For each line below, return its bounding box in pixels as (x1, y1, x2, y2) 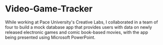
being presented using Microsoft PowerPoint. (5, 34, 96, 40)
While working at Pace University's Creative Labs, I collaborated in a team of (5, 19, 158, 25)
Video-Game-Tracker (5, 3, 93, 14)
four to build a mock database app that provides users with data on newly (5, 24, 152, 30)
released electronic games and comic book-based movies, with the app (5, 29, 148, 35)
